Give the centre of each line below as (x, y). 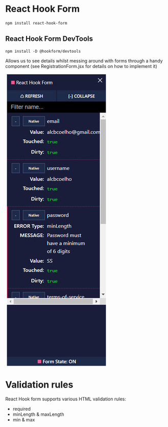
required (22, 409)
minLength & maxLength (38, 414)
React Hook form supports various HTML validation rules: (66, 399)
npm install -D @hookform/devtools (43, 51)
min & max (24, 419)
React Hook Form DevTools (49, 39)
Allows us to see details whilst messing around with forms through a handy (84, 61)
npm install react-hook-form (36, 23)
